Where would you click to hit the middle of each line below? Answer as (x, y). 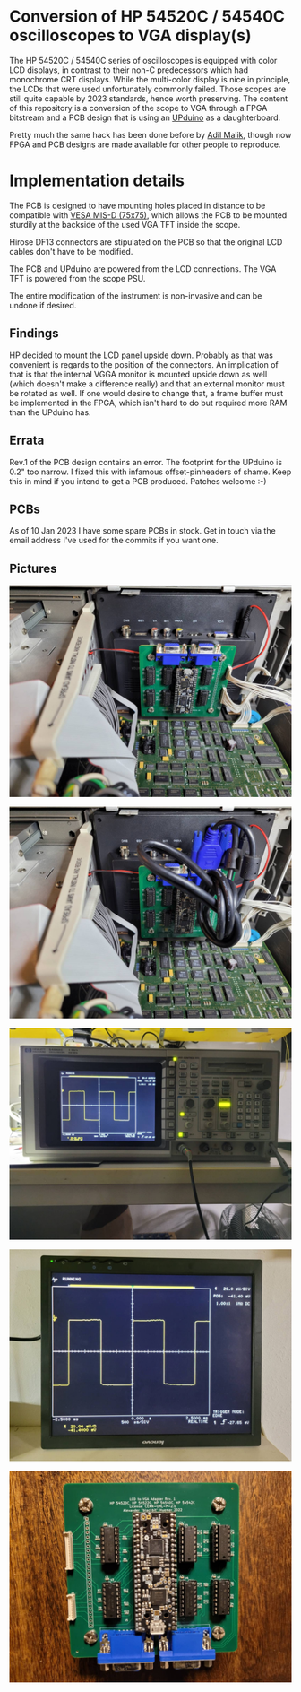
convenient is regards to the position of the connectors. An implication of (144, 364)
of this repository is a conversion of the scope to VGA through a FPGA (138, 108)
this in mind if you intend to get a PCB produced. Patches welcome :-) (138, 481)
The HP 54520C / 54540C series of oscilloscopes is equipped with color (143, 60)
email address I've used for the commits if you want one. (114, 541)
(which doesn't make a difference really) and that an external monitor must (147, 384)
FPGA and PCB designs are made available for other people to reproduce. (145, 144)
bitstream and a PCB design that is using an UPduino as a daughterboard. (145, 117)
